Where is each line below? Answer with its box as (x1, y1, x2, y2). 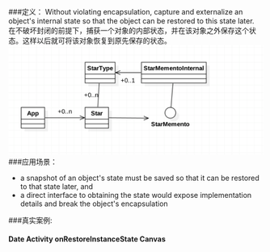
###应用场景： (8, 157, 58, 166)
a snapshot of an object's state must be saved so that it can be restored (19, 173, 260, 183)
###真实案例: (8, 215, 53, 225)
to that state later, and (19, 181, 94, 191)
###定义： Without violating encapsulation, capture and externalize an (8, 7, 243, 16)
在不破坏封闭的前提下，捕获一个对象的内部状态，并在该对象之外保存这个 (8, 26, 249, 35)
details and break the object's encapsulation (19, 199, 168, 208)
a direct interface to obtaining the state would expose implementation (19, 190, 252, 199)
